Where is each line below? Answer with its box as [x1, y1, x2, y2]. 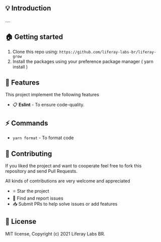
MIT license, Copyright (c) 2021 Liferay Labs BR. [5, 230, 106, 236]
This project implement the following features [5, 92, 100, 98]
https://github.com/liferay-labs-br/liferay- [59, 49, 156, 54]
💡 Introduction [5, 4, 51, 13]
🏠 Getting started [5, 33, 63, 41]
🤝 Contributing [5, 149, 52, 158]
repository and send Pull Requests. [5, 168, 78, 174]
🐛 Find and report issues [12, 195, 64, 201]
